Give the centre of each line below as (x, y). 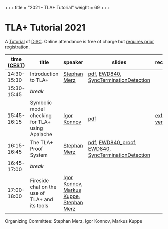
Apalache (41, 134)
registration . (17, 47)
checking (41, 115)
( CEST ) (16, 65)
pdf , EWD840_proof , (113, 142)
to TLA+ (39, 80)
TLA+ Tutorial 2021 (45, 28)
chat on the (43, 187)
